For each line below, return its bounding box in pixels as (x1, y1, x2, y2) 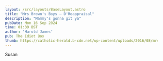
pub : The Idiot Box (5, 34, 45, 39)
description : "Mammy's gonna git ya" (5, 16, 81, 21)
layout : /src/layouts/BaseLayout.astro (5, 7, 86, 12)
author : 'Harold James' (5, 29, 53, 34)
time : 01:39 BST (5, 25, 38, 30)
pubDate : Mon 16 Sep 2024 (5, 20, 57, 25)
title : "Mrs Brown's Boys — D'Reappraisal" (5, 12, 95, 16)
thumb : (5, 38, 18, 43)
